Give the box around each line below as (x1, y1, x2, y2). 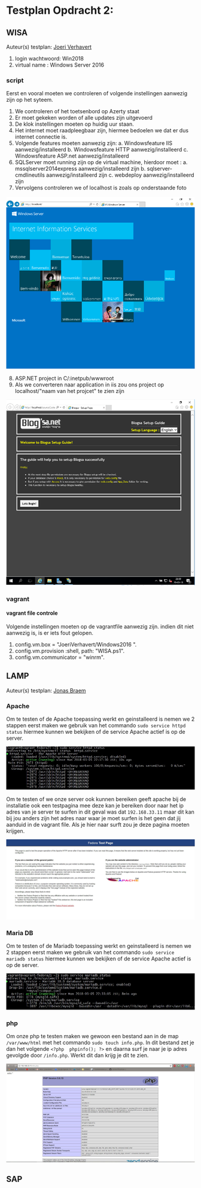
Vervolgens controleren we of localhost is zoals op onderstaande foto (14, 184, 187, 192)
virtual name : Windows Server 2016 (14, 61, 105, 68)
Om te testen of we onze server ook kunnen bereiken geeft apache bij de (6, 796, 187, 803)
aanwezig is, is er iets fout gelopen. (6, 629, 94, 636)
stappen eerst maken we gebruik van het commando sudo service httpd (6, 721, 186, 728)
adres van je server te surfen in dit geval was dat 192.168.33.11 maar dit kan (6, 808, 194, 815)
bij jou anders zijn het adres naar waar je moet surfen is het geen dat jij (6, 815, 181, 822)
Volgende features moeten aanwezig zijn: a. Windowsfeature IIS (14, 140, 173, 147)
